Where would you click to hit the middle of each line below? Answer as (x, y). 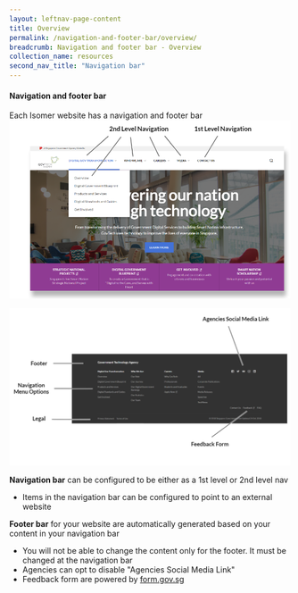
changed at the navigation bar (77, 560)
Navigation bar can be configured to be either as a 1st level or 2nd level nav (149, 480)
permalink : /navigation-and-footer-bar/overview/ (103, 38)
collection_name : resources (62, 57)
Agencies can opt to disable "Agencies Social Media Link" (128, 569)
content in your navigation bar (65, 533)
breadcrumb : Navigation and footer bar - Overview (105, 47)
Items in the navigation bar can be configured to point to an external (147, 497)
